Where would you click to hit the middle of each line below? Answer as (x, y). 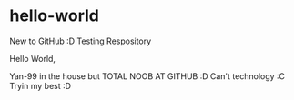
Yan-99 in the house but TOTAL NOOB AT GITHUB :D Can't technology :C (147, 76)
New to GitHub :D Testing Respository (81, 41)
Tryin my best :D (40, 85)
